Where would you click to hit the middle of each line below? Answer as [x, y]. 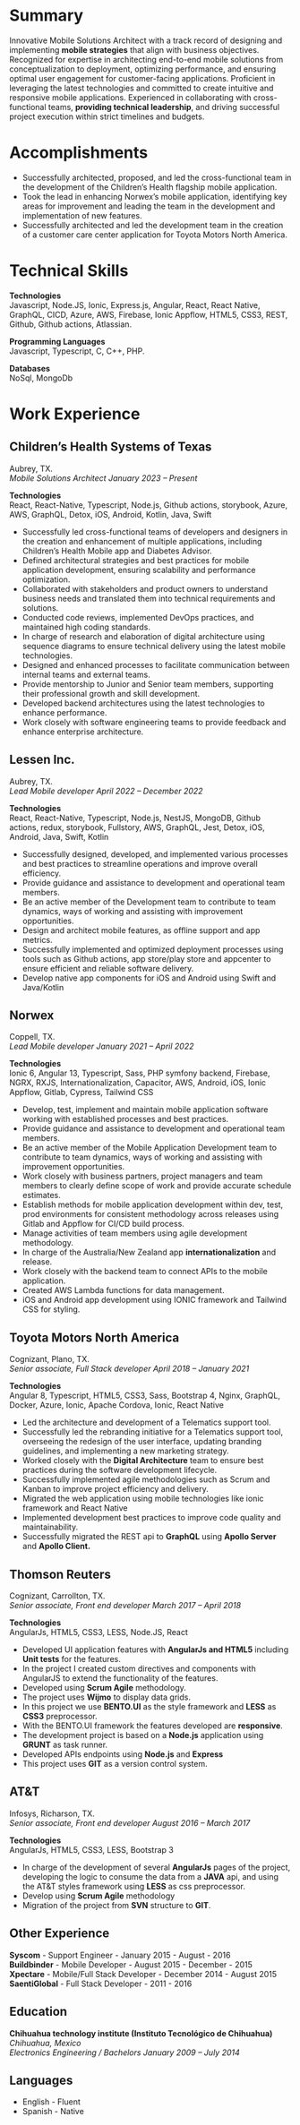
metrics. [38, 939]
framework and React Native [75, 1508]
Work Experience [75, 414]
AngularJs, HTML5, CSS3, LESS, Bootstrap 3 [92, 1849]
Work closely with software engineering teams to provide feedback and [154, 722]
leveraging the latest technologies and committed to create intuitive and [141, 88]
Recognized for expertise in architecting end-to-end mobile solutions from [146, 59]
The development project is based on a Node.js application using [143, 1735]
